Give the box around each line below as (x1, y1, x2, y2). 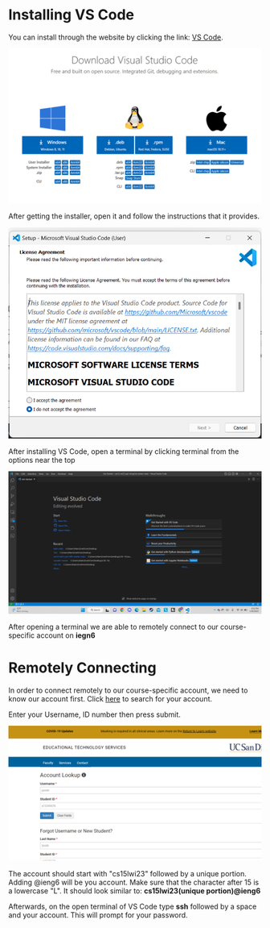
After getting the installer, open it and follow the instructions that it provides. (8, 211, 260, 221)
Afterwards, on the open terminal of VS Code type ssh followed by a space (8, 901, 257, 911)
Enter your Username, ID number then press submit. (8, 710, 181, 719)
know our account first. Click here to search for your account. (8, 694, 213, 704)
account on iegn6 (36, 630, 96, 640)
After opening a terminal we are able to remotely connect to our (8, 622, 219, 632)
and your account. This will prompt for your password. (8, 909, 188, 920)
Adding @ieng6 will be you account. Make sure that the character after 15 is (8, 877, 260, 887)
